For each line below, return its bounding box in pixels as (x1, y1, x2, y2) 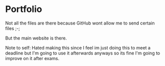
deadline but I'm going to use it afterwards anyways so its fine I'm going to (5, 50, 160, 56)
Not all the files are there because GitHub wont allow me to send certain (5, 20, 155, 26)
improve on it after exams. (5, 55, 60, 61)
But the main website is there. (5, 35, 67, 41)
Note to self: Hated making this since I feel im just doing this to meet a (5, 44, 151, 50)
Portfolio (5, 3, 42, 15)
